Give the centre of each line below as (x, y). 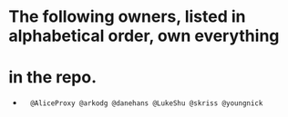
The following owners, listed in (127, 17)
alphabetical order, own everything (144, 36)
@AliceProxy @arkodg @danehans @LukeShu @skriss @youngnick (147, 103)
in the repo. (53, 78)
